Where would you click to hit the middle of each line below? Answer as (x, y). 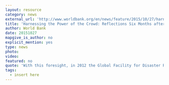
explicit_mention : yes (29, 42)
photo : (12, 51)
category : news (21, 14)
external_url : (20, 19)
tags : (11, 70)
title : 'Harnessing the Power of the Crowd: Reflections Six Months (78, 24)
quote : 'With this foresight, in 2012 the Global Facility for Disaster (83, 65)
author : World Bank (26, 28)
